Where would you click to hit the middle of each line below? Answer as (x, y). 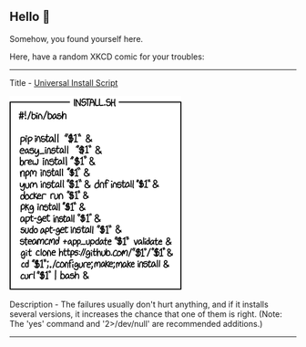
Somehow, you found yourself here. (76, 38)
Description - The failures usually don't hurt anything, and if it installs (139, 304)
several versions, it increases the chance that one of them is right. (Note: (146, 314)
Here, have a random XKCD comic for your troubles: (107, 57)
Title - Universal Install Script (64, 82)
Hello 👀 (30, 17)
